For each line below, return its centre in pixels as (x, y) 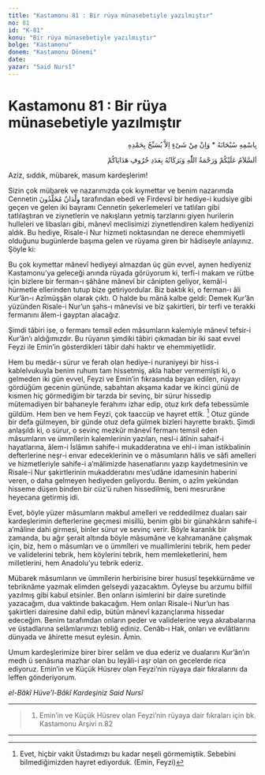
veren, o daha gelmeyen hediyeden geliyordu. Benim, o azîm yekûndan (123, 481)
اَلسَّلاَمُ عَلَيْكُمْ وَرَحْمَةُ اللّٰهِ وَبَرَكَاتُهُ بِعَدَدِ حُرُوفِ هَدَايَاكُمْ (182, 159)
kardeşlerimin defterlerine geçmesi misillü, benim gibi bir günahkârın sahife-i (132, 521)
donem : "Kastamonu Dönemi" (52, 52)
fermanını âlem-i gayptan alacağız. (64, 314)
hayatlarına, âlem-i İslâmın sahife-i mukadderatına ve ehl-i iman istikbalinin (129, 447)
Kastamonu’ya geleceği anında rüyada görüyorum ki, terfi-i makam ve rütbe (131, 272)
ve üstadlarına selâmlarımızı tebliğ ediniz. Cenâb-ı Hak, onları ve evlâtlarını (129, 629)
